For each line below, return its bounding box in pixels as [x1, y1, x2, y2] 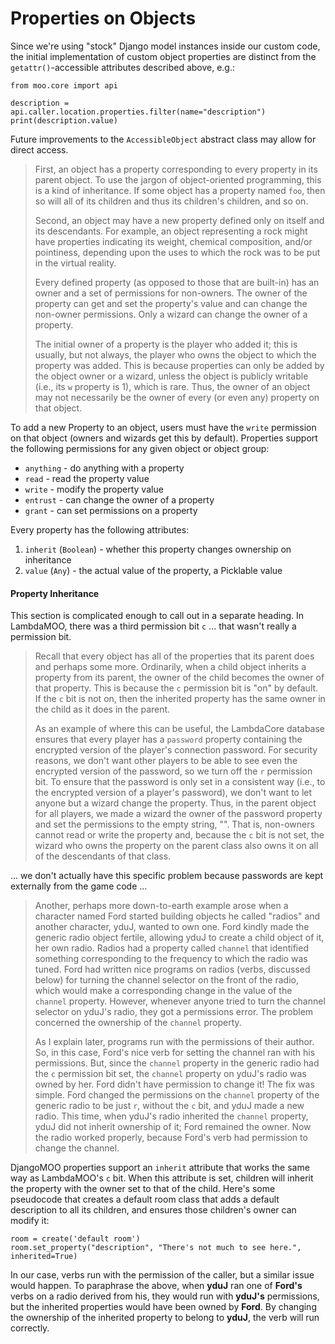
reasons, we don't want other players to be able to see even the [34, 755, 298, 767]
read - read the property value [24, 472, 150, 484]
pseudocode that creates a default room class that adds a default [10, 1193, 280, 1206]
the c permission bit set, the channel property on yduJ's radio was [34, 1068, 307, 1080]
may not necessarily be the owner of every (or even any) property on [34, 391, 320, 403]
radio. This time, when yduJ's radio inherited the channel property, [34, 1110, 309, 1122]
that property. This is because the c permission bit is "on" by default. [34, 682, 319, 694]
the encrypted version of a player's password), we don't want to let [34, 787, 313, 799]
